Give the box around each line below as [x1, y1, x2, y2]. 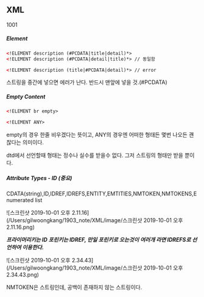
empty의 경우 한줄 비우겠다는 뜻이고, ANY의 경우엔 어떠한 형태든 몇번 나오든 [6, 131, 188, 139]
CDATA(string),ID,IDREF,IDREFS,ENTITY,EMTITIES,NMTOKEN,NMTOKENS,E [6, 190, 197, 197]
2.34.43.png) [6, 271, 40, 279]
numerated [6, 197, 34, 204]
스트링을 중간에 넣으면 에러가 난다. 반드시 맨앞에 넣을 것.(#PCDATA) [6, 79, 167, 86]
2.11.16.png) [6, 223, 35, 231]
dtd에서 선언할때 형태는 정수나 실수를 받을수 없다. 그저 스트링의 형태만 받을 [6, 152, 184, 159]
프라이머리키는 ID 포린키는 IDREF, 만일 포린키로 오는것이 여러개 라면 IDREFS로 [6, 236, 191, 243]
